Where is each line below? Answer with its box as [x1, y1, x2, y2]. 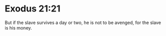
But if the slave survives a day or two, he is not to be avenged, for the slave [5, 19, 161, 25]
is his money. [5, 24, 32, 30]
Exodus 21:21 [5, 3, 61, 14]
